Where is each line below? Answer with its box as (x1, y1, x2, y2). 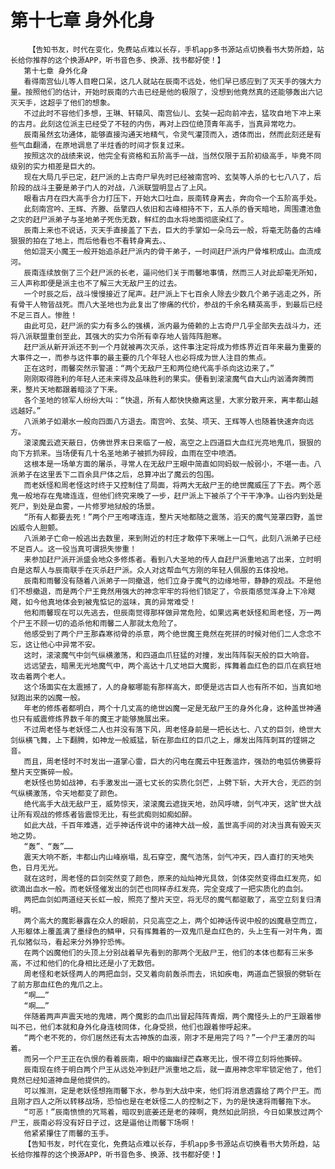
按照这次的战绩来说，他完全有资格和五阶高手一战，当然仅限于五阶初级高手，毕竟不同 (23, 151, 322, 161)
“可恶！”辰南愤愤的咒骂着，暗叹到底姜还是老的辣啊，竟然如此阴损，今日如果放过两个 (23, 1107, 323, 1117)
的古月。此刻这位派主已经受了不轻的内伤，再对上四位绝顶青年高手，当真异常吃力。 (10, 119, 301, 129)
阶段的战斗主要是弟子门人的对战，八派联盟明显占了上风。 (10, 182, 212, 193)
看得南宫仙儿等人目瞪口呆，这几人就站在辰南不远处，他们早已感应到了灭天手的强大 (23, 76, 315, 86)
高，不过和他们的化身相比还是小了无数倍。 (10, 958, 160, 968)
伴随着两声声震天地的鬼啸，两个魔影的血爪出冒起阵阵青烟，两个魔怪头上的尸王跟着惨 (23, 1011, 322, 1021)
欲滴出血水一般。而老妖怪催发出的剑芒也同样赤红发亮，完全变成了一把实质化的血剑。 (10, 884, 308, 894)
